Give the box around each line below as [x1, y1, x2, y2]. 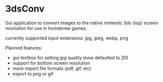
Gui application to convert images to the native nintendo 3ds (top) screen [5, 20, 158, 26]
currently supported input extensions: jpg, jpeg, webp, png [5, 35, 128, 41]
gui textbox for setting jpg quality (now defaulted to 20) [12, 54, 128, 61]
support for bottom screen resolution [12, 60, 90, 66]
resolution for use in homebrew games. [5, 25, 87, 31]
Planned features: [5, 45, 42, 51]
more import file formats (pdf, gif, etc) [12, 65, 92, 71]
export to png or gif [12, 70, 54, 76]
